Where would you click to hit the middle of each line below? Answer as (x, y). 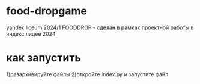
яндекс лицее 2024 (31, 33)
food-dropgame (47, 11)
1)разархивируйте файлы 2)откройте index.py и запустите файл (87, 74)
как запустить (44, 58)
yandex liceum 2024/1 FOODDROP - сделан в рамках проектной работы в (100, 27)
